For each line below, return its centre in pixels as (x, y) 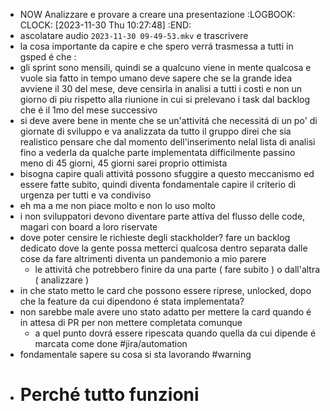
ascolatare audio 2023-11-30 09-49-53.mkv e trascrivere (134, 35)
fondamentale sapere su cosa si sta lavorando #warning (135, 354)
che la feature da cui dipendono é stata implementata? (132, 301)
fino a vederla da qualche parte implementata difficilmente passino (157, 152)
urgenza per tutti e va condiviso (85, 195)
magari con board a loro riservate (88, 227)
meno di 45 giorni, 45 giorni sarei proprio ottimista (123, 163)
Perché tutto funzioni (109, 395)
